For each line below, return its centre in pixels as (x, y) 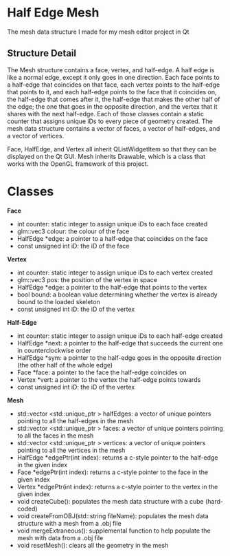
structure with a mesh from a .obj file (69, 523)
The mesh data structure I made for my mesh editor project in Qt (98, 32)
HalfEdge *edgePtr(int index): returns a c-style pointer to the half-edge (117, 457)
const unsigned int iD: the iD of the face (73, 246)
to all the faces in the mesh (55, 436)
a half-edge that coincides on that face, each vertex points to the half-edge (114, 85)
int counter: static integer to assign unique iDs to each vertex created (115, 272)
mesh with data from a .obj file (60, 537)
